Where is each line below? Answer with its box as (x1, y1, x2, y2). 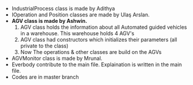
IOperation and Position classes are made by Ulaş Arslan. (11, 11, 150, 18)
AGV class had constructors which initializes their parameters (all (20, 36, 177, 43)
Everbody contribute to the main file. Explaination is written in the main (11, 61, 182, 68)
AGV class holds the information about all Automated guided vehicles (20, 23, 187, 30)
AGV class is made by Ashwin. (11, 18, 88, 24)
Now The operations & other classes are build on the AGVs (20, 49, 162, 55)
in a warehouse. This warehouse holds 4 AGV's (20, 30, 135, 37)
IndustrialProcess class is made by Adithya (11, 5, 115, 12)
